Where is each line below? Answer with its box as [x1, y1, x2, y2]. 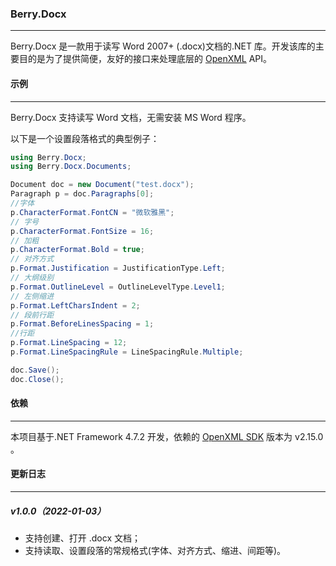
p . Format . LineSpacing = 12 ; [10, 338, 128, 348]
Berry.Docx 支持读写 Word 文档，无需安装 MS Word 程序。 [10, 111, 252, 123]
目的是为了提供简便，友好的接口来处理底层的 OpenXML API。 [18, 53, 273, 65]
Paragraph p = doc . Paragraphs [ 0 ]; [10, 189, 155, 199]
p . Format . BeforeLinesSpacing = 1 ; [10, 319, 155, 329]
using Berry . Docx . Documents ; [10, 162, 132, 172]
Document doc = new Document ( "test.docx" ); [10, 180, 195, 190]
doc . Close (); [10, 374, 65, 384]
